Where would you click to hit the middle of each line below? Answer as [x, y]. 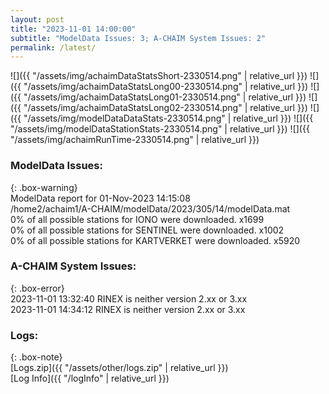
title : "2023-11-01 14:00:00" [73, 29]
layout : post [37, 19]
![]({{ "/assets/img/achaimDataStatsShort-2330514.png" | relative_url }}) [159, 76]
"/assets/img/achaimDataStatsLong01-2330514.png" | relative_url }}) [165, 97]
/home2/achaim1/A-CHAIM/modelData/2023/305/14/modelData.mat [150, 208]
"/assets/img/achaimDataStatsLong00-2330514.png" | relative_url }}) [166, 87]
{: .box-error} [37, 288]
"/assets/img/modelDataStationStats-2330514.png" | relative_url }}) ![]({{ [160, 129]
